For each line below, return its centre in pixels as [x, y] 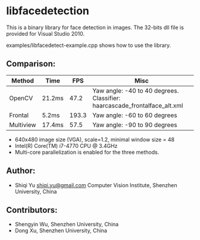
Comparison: [31, 64]
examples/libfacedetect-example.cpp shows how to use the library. [89, 45]
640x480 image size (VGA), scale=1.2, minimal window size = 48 [94, 139]
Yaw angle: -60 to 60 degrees [135, 115]
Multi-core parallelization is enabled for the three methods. [87, 152]
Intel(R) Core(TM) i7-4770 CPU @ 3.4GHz [66, 146]
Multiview [23, 125]
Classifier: [106, 98]
